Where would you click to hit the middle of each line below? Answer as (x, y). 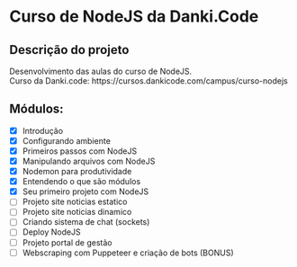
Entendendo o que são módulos (81, 182)
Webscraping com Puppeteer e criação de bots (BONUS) (128, 253)
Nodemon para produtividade (77, 172)
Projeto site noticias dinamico (77, 212)
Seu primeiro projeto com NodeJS (85, 191)
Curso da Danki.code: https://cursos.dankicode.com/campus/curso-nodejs (148, 81)
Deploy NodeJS (51, 232)
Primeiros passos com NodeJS (80, 151)
